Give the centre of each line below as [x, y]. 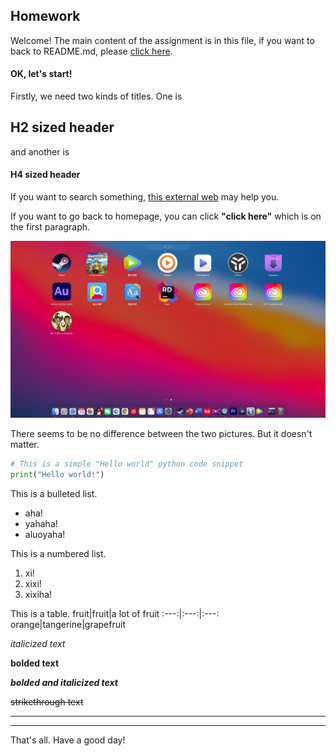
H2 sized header [62, 127]
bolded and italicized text [64, 682]
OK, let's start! [41, 74]
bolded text [35, 663]
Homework [45, 16]
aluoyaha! [45, 534]
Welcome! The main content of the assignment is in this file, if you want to [162, 40]
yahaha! [41, 523]
